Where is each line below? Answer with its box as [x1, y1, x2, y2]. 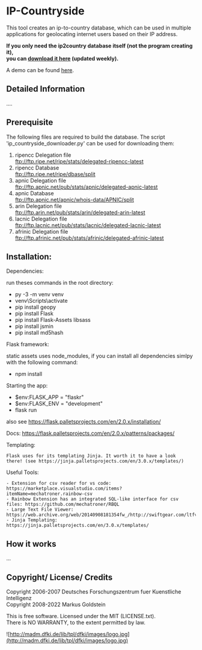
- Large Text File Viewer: [6, 506, 74, 513]
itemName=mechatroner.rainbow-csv [6, 491, 93, 497]
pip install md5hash [14, 329, 64, 336]
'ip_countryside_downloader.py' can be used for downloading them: [6, 139, 174, 147]
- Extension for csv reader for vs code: [6, 481, 112, 487]
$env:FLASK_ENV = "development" [14, 400, 103, 407]
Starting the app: [6, 382, 48, 389]
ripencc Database [14, 164, 60, 171]
